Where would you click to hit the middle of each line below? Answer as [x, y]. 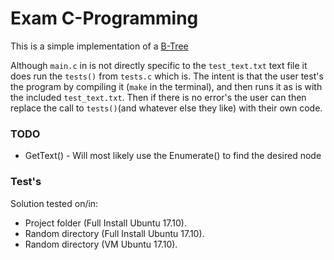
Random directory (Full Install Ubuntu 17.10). [114, 233]
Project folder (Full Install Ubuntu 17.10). [105, 223]
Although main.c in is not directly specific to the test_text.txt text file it [159, 65]
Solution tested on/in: [54, 203]
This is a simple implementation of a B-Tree [99, 46]
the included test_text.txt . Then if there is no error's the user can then [158, 97]
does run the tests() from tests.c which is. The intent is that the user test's [167, 76]
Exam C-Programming [104, 18]
